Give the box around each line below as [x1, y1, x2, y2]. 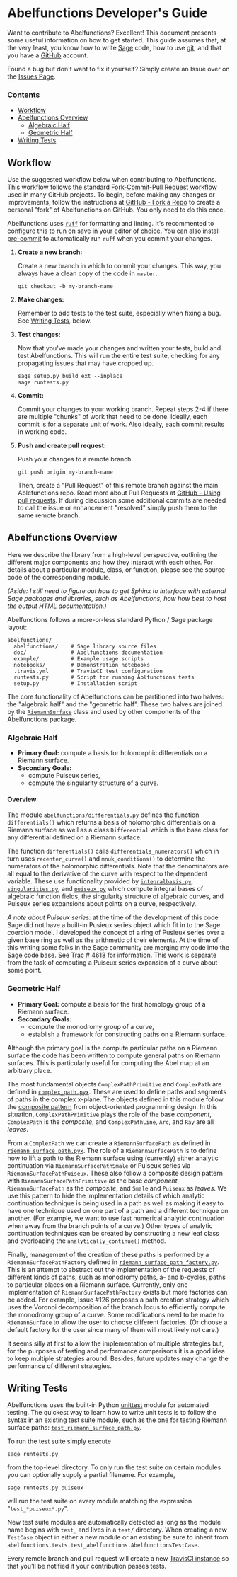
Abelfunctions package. [7, 715, 77, 723]
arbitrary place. [7, 1066, 52, 1074]
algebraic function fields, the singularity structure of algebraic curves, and [7, 892, 224, 900]
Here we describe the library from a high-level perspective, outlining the [7, 550, 218, 558]
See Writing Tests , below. [17, 316, 92, 325]
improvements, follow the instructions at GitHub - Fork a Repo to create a [7, 198, 221, 207]
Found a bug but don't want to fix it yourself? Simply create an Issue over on [7, 64, 230, 73]
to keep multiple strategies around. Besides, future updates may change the [7, 1354, 229, 1363]
